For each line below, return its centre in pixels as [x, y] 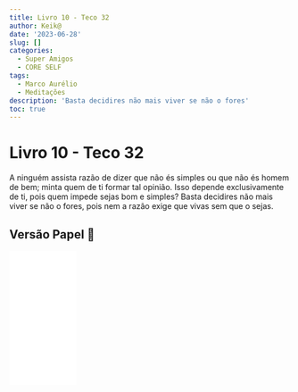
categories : [31, 51]
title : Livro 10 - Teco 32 [59, 17]
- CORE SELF [40, 68]
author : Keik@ [36, 26]
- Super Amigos [46, 59]
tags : [19, 76]
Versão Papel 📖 [52, 234]
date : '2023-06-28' [46, 34]
